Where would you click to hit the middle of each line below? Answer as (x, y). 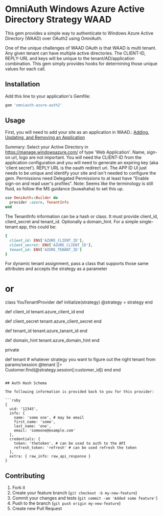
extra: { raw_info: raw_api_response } (50, 456)
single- (146, 222)
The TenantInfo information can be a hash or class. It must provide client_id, (81, 216)
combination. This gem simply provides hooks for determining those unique (81, 63)
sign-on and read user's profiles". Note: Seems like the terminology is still (79, 183)
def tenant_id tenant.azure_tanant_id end (46, 331)
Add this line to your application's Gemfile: (48, 96)
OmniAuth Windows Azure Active (75, 9)
